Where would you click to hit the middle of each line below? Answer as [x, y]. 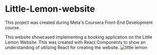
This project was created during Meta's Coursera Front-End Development [79, 22]
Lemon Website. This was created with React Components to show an [75, 42]
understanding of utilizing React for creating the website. [62, 47]
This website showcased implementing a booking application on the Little [79, 37]
